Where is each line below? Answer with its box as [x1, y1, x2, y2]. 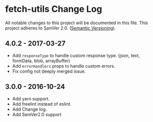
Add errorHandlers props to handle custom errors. [12, 63, 115, 69]
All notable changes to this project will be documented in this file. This [5, 20, 149, 26]
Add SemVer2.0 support [12, 111, 62, 117]
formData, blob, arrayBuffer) [12, 58, 70, 64]
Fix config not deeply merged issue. [12, 68, 86, 74]
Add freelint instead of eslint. [12, 101, 72, 107]
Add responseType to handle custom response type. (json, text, [12, 52, 140, 58]
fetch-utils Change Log [5, 3, 102, 15]
